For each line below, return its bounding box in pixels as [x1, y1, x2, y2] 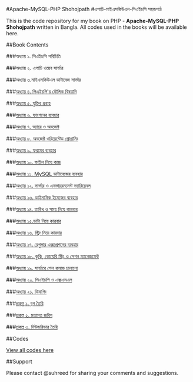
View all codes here [6, 347, 54, 353]
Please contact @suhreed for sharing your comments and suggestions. [6, 370, 179, 376]
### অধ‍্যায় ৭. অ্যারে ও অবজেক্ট [6, 124, 60, 130]
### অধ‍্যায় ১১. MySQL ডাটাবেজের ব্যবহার [6, 171, 83, 177]
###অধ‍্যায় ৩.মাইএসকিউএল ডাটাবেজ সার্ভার [6, 77, 81, 83]
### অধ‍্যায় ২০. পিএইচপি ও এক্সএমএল [6, 277, 72, 283]
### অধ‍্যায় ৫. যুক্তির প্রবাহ [6, 100, 51, 107]
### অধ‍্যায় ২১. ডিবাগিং [6, 288, 47, 295]
